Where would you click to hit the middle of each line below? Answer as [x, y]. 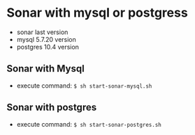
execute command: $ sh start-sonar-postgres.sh [89, 124]
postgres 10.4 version [48, 47]
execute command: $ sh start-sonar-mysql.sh [84, 86]
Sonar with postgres [52, 108]
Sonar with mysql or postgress [97, 13]
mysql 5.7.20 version [46, 39]
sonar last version [42, 32]
